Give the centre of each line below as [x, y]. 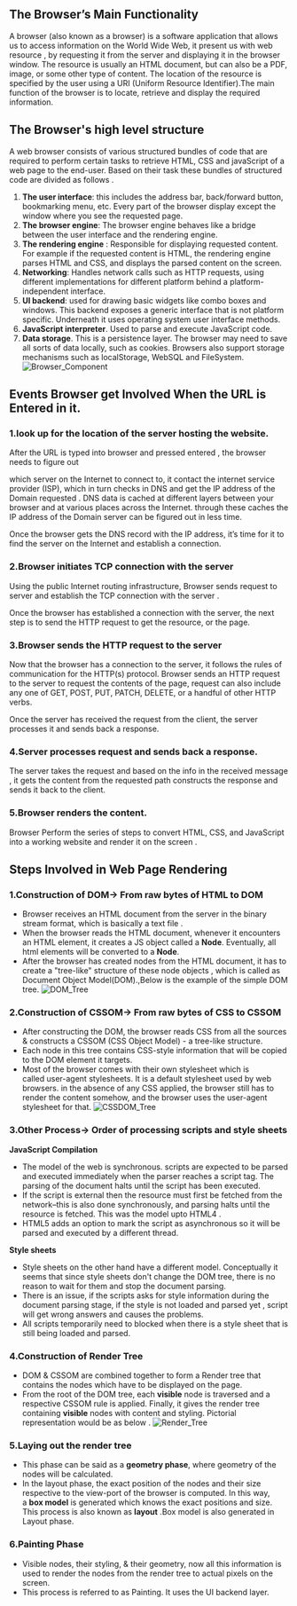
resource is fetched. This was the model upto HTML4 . [121, 1214]
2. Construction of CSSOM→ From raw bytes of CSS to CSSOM [145, 1012]
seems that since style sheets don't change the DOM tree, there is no [148, 1276]
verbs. [21, 702]
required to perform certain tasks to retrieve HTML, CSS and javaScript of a [147, 161]
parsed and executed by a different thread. [100, 1232]
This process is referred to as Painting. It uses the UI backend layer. [145, 1592]
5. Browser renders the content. [78, 813]
